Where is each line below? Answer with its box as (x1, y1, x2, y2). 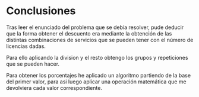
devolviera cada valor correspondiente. (6, 84, 103, 91)
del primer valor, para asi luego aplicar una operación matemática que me (6, 78, 187, 85)
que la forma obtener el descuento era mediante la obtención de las (6, 30, 172, 37)
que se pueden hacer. (6, 60, 60, 67)
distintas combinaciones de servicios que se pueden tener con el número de (6, 36, 194, 43)
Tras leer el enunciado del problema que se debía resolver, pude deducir (6, 24, 184, 31)
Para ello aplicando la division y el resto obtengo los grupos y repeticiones (6, 54, 188, 61)
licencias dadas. (6, 43, 46, 50)
